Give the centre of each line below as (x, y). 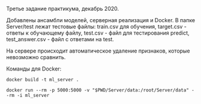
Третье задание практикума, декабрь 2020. (63, 9)
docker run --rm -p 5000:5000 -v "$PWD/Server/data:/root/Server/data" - (100, 90)
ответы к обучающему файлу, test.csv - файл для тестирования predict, (98, 33)
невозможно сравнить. (36, 57)
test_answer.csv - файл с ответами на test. (60, 39)
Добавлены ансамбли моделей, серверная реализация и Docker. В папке (101, 20)
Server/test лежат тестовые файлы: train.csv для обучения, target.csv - (97, 27)
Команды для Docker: (34, 69)
